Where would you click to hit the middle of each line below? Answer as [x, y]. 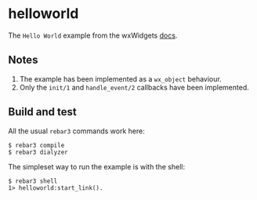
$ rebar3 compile [36, 145]
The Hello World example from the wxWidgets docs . [93, 35]
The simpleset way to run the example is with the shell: [97, 166]
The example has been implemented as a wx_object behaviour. [120, 78]
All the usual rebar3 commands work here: [76, 131]
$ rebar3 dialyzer [38, 152]
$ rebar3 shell [33, 181]
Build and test [42, 112]
